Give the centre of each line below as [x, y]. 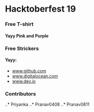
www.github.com [29, 71]
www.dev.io [24, 81]
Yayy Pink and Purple [27, 36]
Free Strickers [22, 48]
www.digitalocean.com [35, 76]
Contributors [21, 93]
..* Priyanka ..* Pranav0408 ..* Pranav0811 [47, 104]
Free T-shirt [19, 24]
